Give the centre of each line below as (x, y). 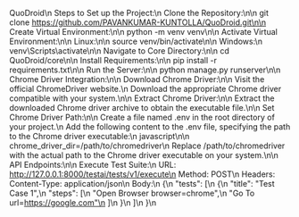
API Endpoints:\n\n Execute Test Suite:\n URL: (93, 165)
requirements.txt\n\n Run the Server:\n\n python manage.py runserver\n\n (145, 70)
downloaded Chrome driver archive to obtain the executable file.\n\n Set (142, 108)
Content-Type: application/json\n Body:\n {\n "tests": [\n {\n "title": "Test (142, 184)
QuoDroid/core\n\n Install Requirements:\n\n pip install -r (113, 60)
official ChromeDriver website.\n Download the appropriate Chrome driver (145, 89)
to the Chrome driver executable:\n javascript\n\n (100, 136)
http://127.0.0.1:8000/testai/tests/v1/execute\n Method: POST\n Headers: (142, 174)
